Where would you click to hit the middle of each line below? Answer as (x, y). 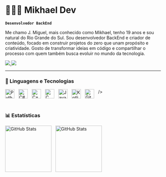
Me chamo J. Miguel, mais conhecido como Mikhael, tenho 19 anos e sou (80, 32)
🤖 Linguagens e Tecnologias (40, 81)
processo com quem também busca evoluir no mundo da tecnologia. (75, 53)
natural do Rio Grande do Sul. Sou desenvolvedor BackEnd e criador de (78, 38)
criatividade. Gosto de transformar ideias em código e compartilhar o (75, 48)
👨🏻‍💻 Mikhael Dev (41, 10)
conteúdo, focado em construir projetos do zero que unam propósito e (77, 43)
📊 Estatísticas (23, 116)
